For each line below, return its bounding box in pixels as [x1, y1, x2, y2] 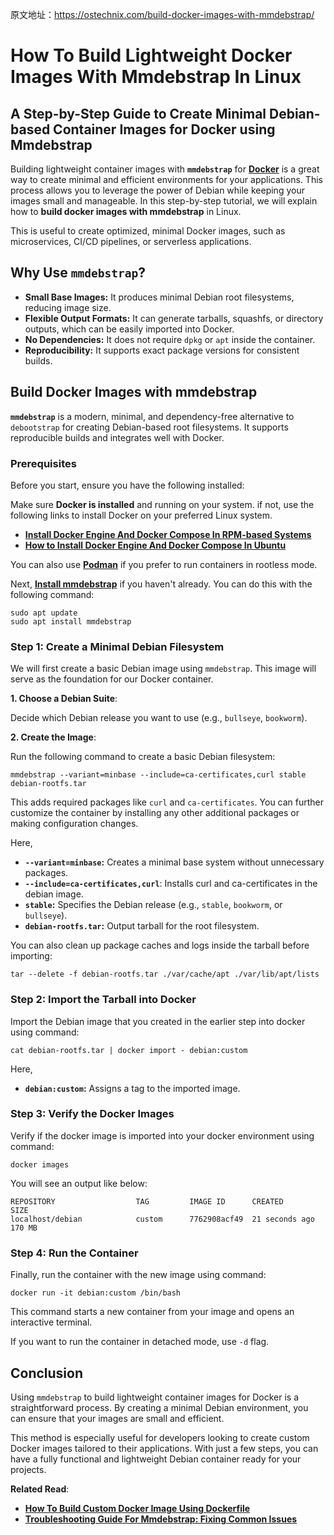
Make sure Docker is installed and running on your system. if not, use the [10, 498, 315, 510]
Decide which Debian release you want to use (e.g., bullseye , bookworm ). [10, 712, 308, 724]
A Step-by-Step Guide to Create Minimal [10, 105, 267, 122]
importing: [10, 950, 53, 962]
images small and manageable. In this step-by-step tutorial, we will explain [10, 195, 318, 207]
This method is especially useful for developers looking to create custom [10, 1431, 310, 1443]
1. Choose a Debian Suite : [10, 693, 118, 705]
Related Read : [10, 1483, 70, 1495]
